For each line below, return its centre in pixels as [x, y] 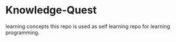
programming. [23, 32]
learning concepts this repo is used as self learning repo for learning [88, 26]
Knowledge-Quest [51, 10]
